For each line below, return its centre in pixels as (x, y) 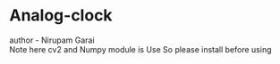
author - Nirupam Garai (52, 40)
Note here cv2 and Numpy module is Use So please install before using (140, 49)
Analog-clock (61, 16)
